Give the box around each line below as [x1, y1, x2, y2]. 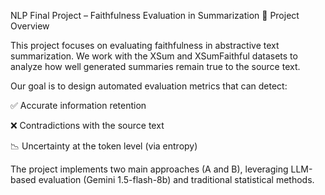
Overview [10, 20, 50, 32]
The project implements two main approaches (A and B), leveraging [10, 163, 289, 175]
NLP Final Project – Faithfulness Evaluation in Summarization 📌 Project [10, 10, 300, 21]
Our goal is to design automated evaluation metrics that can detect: [10, 80, 288, 92]
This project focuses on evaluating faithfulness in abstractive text [10, 40, 280, 51]
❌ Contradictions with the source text [10, 120, 165, 131]
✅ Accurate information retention [10, 100, 147, 111]
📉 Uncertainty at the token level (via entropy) [10, 140, 198, 152]
